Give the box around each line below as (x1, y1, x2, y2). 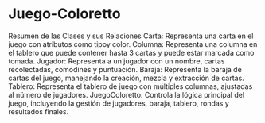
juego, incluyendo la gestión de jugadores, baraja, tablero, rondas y (8, 98, 229, 108)
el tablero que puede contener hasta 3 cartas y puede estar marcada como (8, 48, 255, 57)
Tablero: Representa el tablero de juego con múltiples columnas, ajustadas (8, 81, 253, 91)
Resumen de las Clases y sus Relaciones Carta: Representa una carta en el (8, 31, 254, 40)
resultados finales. (8, 106, 69, 116)
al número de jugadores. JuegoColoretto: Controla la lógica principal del (8, 90, 245, 99)
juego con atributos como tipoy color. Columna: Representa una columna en (8, 39, 258, 48)
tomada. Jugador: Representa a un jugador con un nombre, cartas (8, 56, 225, 66)
